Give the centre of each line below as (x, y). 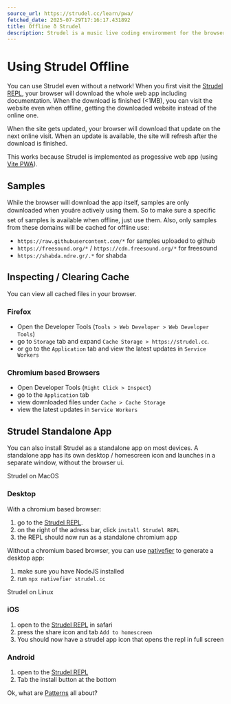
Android (21, 657)
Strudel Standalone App (59, 431)
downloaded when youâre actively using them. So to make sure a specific (112, 210)
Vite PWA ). (22, 164)
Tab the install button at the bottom (67, 680)
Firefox (19, 311)
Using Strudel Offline (68, 67)
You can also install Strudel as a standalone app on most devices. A (103, 448)
